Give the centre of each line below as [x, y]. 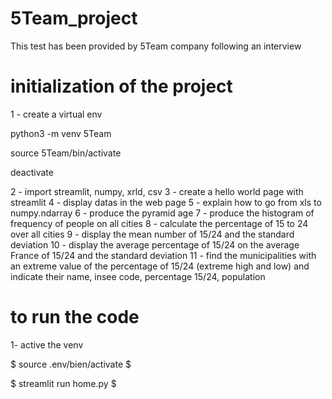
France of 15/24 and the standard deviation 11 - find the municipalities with [163, 255]
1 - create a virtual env [56, 114]
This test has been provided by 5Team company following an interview [156, 46]
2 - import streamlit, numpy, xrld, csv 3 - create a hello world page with [157, 191]
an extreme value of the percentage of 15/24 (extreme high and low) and [160, 266]
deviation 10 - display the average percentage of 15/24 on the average [155, 244]
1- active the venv [47, 344]
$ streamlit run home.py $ [63, 383]
